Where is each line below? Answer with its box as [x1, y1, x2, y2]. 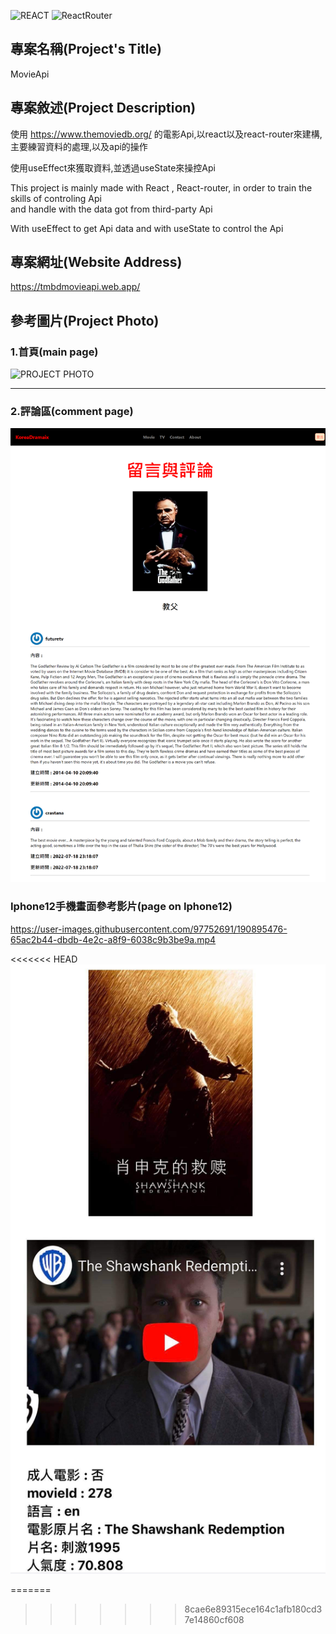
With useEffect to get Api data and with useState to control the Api [10, 222, 284, 234]
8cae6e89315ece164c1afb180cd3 [184, 1603, 323, 1615]
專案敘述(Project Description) [10, 100, 197, 117]
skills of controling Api [10, 192, 102, 204]
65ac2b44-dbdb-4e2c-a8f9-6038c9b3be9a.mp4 [10, 933, 217, 945]
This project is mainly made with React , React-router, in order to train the [10, 181, 313, 194]
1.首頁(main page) [10, 345, 99, 359]
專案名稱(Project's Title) [10, 41, 162, 58]
